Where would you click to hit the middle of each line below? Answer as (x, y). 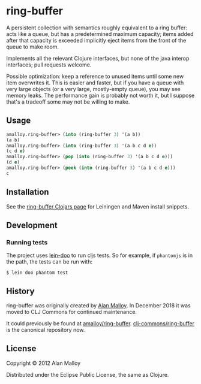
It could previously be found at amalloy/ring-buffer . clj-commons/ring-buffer (100, 323)
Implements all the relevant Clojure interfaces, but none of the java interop (98, 58)
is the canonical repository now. (46, 330)
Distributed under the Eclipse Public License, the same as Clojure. (88, 374)
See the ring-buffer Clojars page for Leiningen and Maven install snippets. (98, 206)
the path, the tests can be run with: (49, 262)
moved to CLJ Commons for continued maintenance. (71, 312)
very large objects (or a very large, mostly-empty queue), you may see (94, 89)
